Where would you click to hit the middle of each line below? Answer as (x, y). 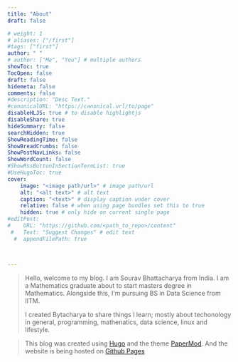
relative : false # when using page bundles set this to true (112, 206)
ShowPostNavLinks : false (44, 153)
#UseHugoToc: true (34, 172)
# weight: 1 (25, 33)
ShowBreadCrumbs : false (43, 146)
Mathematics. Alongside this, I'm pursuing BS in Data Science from (123, 293)
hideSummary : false (36, 126)
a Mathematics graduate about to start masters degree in (108, 285)
